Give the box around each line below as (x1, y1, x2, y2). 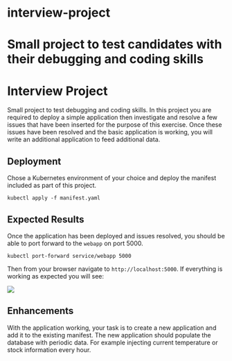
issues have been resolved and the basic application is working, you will (7, 128, 213, 137)
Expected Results (7, 213, 84, 225)
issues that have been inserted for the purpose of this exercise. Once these (7, 121, 222, 129)
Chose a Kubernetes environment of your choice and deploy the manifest (7, 174, 217, 182)
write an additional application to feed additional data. (7, 135, 161, 143)
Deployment (7, 155, 62, 167)
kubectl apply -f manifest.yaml (7, 195, 100, 202)
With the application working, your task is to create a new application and (7, 324, 217, 332)
